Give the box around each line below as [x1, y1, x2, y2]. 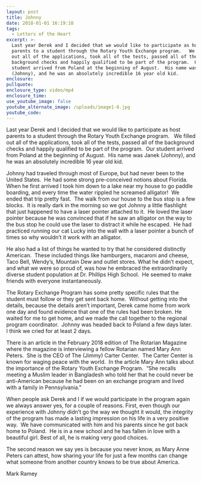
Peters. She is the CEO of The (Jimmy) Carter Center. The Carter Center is [6, 352, 194, 359]
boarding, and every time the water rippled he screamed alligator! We [6, 189, 180, 196]
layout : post [6, 8, 39, 15]
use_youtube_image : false [6, 98, 71, 104]
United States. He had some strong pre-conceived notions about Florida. [6, 176, 188, 184]
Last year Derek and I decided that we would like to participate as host [6, 126, 181, 133]
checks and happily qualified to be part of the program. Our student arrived [6, 145, 194, 152]
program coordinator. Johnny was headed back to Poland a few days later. [6, 321, 192, 328]
